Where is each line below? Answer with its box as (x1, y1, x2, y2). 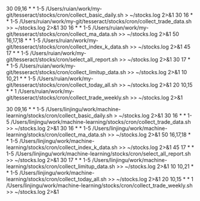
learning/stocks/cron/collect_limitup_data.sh (6, 163, 115, 170)
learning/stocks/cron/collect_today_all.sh (6, 176, 107, 182)
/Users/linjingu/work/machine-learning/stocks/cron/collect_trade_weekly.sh (6, 182, 193, 189)
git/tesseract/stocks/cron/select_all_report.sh (6, 56, 118, 63)
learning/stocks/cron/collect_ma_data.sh (6, 131, 106, 138)
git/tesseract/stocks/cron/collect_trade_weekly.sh (6, 94, 129, 101)
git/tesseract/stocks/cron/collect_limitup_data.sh (6, 69, 127, 75)
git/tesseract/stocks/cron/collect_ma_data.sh (6, 31, 118, 38)
